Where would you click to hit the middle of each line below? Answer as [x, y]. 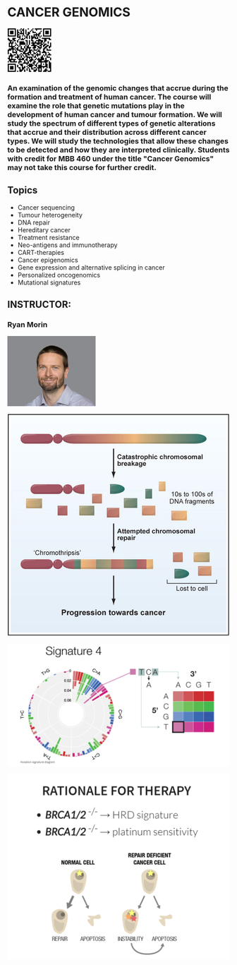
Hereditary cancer [44, 229]
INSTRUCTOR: [39, 305]
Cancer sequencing [46, 207]
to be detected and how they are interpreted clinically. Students [119, 150]
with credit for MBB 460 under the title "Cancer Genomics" [111, 158]
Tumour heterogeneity [50, 215]
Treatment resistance [48, 237]
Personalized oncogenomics [59, 275]
